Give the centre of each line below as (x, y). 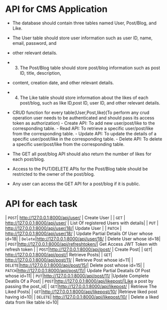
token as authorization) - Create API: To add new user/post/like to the (84, 123)
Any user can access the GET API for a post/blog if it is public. (76, 184)
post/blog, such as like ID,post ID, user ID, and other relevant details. (90, 103)
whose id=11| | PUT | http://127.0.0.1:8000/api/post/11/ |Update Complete (77, 276)
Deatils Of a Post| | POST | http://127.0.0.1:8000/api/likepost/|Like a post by (79, 281)
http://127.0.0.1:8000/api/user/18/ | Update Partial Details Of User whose (79, 233)
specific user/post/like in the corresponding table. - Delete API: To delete (87, 139)
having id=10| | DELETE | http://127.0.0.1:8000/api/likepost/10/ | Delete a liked (82, 297)
